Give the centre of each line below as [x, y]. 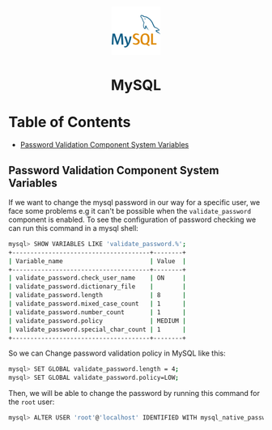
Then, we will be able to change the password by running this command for [134, 394]
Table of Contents [70, 122]
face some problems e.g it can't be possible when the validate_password [130, 211]
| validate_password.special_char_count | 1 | [97, 330]
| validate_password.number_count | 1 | [97, 312]
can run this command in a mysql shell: [74, 228]
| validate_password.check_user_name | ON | [97, 278]
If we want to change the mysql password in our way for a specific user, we [134, 202]
